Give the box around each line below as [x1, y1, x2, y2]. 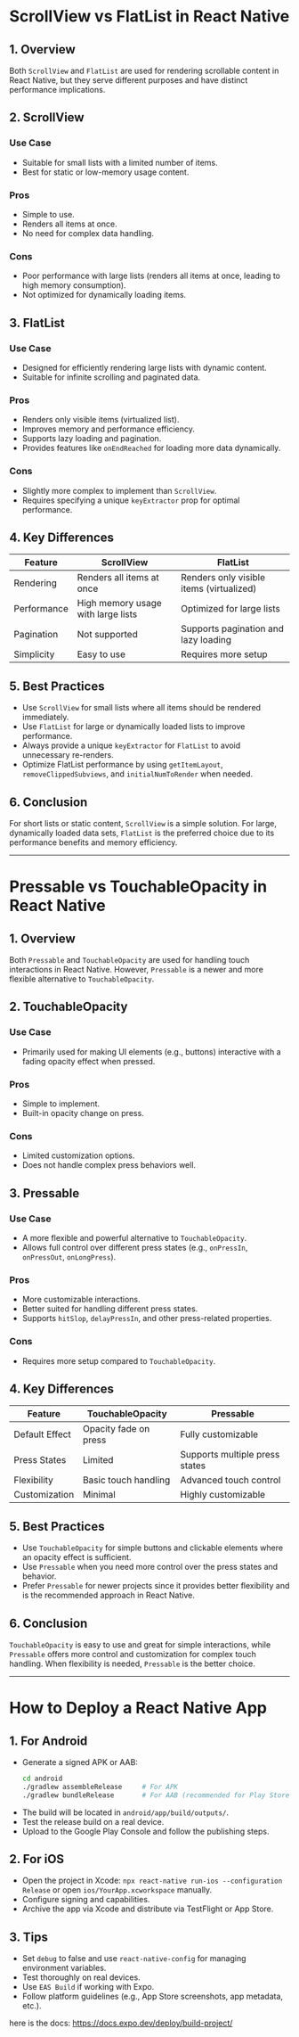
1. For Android [9, 1733, 88, 1748]
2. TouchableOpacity [9, 999, 128, 1014]
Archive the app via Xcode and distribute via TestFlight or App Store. [21, 1903, 274, 1914]
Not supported [77, 628, 138, 641]
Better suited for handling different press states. [21, 1303, 198, 1314]
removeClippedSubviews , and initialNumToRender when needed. [21, 768, 254, 779]
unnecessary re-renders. [21, 750, 114, 760]
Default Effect [13, 1428, 71, 1441]
